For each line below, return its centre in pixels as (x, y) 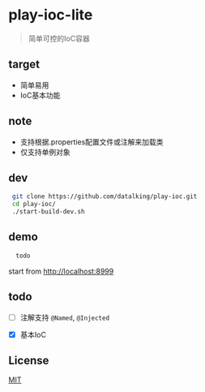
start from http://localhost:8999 (61, 271)
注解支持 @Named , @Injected (65, 317)
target (24, 65)
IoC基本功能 (40, 95)
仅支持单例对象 (45, 152)
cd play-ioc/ (34, 205)
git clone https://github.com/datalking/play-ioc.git (105, 196)
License (29, 361)
